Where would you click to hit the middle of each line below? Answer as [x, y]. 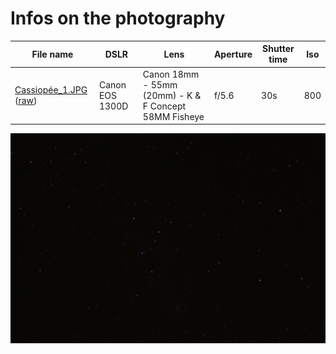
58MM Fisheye [173, 116]
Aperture [233, 54]
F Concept [164, 106]
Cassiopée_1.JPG [51, 90]
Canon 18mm [171, 74]
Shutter [278, 49]
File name [52, 54]
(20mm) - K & [172, 95]
